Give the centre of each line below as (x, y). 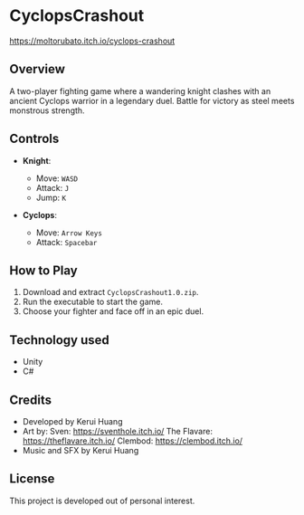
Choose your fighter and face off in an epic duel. (113, 311)
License (32, 479)
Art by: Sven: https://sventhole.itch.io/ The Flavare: (117, 431)
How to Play (44, 270)
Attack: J (52, 187)
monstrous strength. (47, 110)
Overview (38, 69)
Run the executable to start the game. (92, 302)
